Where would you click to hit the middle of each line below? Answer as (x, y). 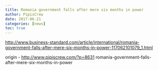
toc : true (15, 28)
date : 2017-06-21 (23, 19)
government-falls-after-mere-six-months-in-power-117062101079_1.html (79, 48)
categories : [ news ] (25, 24)
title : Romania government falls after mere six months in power (74, 10)
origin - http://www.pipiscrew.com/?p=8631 (50, 57)
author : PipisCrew (24, 14)
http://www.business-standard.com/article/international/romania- (72, 42)
